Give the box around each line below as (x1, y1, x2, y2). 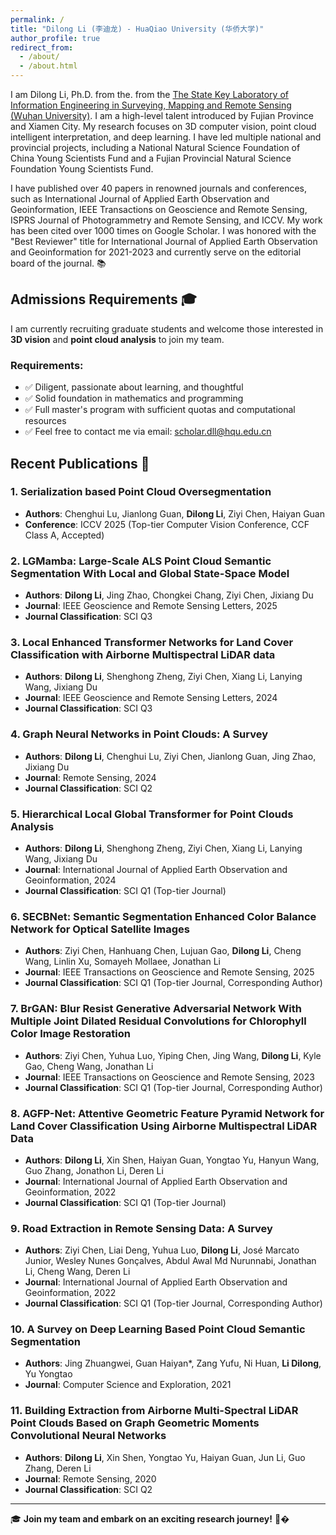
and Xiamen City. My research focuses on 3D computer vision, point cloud (10, 121, 317, 132)
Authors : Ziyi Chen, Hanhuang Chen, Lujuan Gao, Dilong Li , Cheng (24, 945, 302, 957)
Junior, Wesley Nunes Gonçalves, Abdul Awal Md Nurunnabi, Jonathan (24, 1255, 317, 1267)
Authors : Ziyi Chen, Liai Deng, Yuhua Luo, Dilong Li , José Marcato (24, 1244, 300, 1256)
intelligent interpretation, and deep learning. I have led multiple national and (10, 131, 322, 143)
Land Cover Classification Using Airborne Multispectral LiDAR (10, 1119, 318, 1133)
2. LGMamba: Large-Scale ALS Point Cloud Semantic (10, 554, 272, 568)
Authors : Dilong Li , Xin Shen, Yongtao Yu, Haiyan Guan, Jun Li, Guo (24, 1451, 306, 1463)
